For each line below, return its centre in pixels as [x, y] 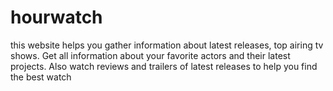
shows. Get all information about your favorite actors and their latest [150, 55]
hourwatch [56, 17]
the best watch [41, 77]
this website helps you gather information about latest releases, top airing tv [167, 45]
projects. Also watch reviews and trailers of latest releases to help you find [164, 66]
